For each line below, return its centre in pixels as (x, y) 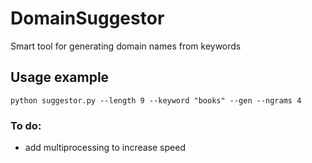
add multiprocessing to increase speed (105, 148)
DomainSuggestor (87, 18)
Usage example (60, 77)
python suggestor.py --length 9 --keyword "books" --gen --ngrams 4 (156, 100)
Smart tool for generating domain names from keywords (126, 46)
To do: (26, 125)
